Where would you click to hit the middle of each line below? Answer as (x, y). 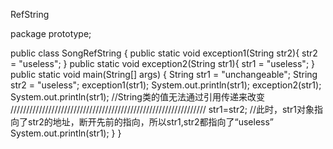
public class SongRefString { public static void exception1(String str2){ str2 (164, 53)
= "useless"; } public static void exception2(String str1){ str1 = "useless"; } (163, 63)
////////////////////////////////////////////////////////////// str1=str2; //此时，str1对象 (162, 109)
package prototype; (51, 33)
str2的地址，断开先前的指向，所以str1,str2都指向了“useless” (151, 122)
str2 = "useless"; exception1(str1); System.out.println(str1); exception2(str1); (166, 85)
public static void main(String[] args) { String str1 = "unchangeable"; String (164, 74)
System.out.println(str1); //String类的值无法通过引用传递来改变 (137, 97)
